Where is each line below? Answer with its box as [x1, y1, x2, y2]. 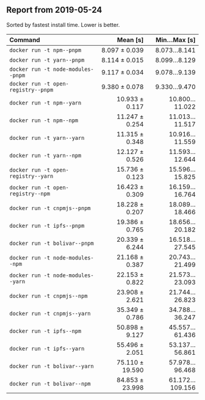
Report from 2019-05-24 [6, 5, 103, 15]
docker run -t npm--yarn [9, 99, 82, 106]
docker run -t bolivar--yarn [9, 363, 94, 369]
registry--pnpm [9, 86, 54, 93]
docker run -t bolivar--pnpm [9, 239, 94, 247]
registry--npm [9, 190, 51, 197]
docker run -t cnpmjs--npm [9, 293, 88, 299]
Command [9, 35, 41, 44]
